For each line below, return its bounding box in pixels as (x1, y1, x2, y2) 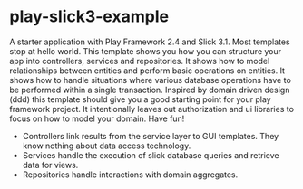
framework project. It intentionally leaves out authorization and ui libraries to (9, 103, 295, 114)
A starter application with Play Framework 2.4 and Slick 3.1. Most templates (9, 36, 290, 47)
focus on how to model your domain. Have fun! (9, 113, 185, 124)
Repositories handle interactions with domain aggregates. (22, 169, 239, 180)
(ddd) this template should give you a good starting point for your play (9, 93, 271, 105)
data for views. (22, 159, 79, 170)
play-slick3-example (9, 6, 170, 27)
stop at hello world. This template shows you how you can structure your (9, 45, 282, 56)
